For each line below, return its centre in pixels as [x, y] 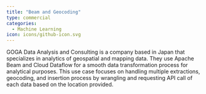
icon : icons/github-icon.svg [44, 35]
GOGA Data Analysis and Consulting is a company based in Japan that [96, 52]
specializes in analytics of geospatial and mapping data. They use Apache [100, 59]
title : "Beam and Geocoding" [44, 12]
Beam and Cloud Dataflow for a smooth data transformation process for [97, 65]
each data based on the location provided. [60, 85]
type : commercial [29, 18]
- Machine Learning [37, 29]
